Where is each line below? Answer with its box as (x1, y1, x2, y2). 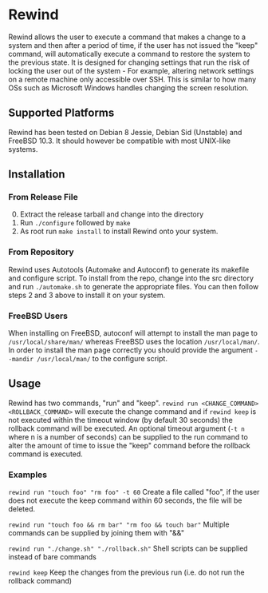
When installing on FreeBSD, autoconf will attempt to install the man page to (8, 328, 258, 338)
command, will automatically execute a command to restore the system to (8, 49, 250, 58)
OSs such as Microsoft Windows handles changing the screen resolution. (8, 82, 249, 93)
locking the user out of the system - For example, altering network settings (8, 66, 254, 75)
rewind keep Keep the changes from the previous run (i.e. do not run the (8, 567, 245, 577)
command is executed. (8, 449, 84, 459)
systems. (8, 144, 38, 153)
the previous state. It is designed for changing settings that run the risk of (8, 58, 250, 67)
